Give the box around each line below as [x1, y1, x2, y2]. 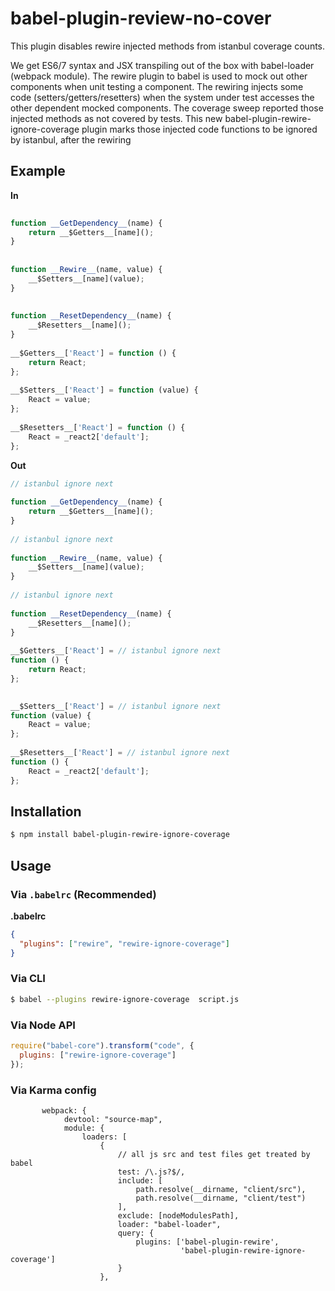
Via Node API [10, 1018, 76, 1032]
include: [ [117, 1175, 163, 1186]
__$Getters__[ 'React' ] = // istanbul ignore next [10, 646, 222, 656]
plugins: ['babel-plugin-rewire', [135, 1237, 280, 1247]
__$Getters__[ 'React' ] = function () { [10, 348, 177, 358]
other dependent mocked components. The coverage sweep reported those [10, 102, 324, 114]
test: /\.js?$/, [117, 1167, 186, 1177]
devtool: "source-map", [63, 1114, 163, 1124]
